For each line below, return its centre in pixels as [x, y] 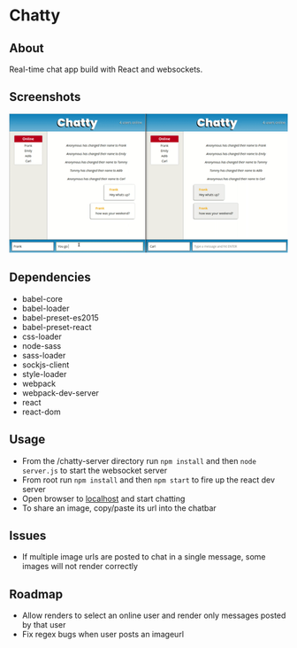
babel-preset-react [57, 327]
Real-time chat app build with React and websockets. [106, 69]
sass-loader [44, 355]
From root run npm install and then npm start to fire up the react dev [148, 480]
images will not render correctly [80, 567]
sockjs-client [46, 365]
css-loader [42, 336]
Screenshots [45, 97]
